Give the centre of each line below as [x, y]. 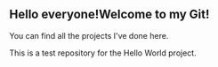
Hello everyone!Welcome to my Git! [109, 15]
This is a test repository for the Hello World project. [103, 53]
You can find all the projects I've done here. [89, 35]
